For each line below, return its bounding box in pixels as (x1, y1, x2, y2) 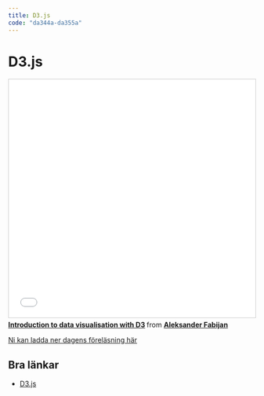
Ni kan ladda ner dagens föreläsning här (8, 335, 138, 345)
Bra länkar (8, 358, 60, 372)
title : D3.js (8, 11, 51, 20)
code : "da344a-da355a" (8, 19, 82, 27)
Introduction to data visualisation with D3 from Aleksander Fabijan (8, 320, 229, 330)
